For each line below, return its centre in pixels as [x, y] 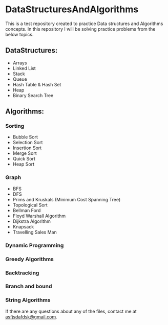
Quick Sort [24, 159]
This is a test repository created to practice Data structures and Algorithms [84, 24]
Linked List [24, 68]
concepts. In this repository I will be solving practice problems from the [80, 29]
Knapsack [23, 226]
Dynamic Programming [35, 245]
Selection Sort [28, 143]
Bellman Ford [27, 210]
